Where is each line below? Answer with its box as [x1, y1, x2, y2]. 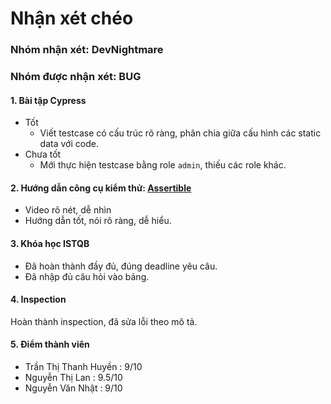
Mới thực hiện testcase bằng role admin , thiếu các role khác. [39, 159, 287, 171]
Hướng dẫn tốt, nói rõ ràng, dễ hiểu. [24, 215, 172, 227]
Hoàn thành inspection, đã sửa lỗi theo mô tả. [10, 315, 198, 327]
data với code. [39, 138, 99, 150]
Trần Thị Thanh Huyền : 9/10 [24, 361, 143, 373]
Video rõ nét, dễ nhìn [24, 204, 112, 216]
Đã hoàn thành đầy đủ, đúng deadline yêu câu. [24, 260, 218, 272]
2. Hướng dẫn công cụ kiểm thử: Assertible [10, 182, 192, 194]
